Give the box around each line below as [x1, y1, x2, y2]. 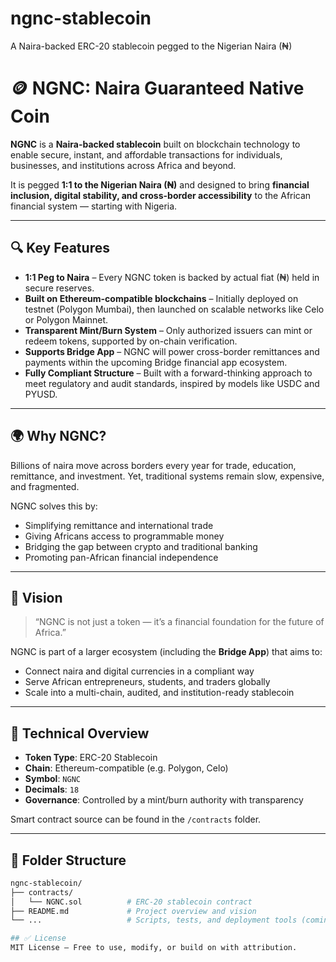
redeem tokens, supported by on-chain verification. [24, 335, 238, 347]
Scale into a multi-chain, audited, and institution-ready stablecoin [24, 687, 295, 699]
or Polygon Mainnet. [24, 313, 109, 326]
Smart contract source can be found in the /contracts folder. [10, 813, 262, 826]
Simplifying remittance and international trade [24, 519, 214, 531]
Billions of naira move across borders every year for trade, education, [10, 459, 297, 471]
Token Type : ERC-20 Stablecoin [24, 752, 158, 764]
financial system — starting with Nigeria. [10, 200, 178, 212]
